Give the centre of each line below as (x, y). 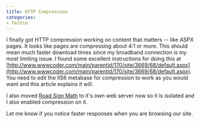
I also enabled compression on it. (47, 102)
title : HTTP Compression (37, 12)
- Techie (17, 23)
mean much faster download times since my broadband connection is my (96, 53)
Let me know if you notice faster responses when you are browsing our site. (100, 113)
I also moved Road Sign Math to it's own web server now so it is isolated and (100, 96)
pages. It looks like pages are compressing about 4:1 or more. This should (97, 46)
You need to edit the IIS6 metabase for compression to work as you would (97, 78)
